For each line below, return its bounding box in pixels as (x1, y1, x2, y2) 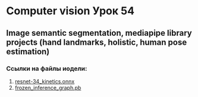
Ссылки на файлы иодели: (6, 64, 87, 73)
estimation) (6, 46, 50, 57)
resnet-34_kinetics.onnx (14, 77, 75, 85)
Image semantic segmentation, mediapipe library (6, 28, 192, 38)
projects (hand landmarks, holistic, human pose (6, 37, 187, 47)
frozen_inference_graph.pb (14, 84, 81, 91)
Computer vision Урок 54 (6, 4, 135, 18)
